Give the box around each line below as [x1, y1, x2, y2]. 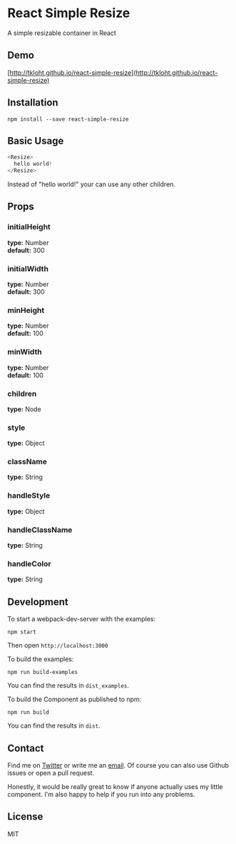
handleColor [7, 558, 51, 568]
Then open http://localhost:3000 [7, 641, 108, 650]
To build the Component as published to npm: [7, 695, 142, 704]
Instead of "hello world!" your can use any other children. [7, 180, 176, 189]
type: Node [7, 405, 41, 413]
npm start [7, 628, 37, 636]
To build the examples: [7, 655, 74, 663]
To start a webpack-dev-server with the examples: [7, 615, 155, 623]
